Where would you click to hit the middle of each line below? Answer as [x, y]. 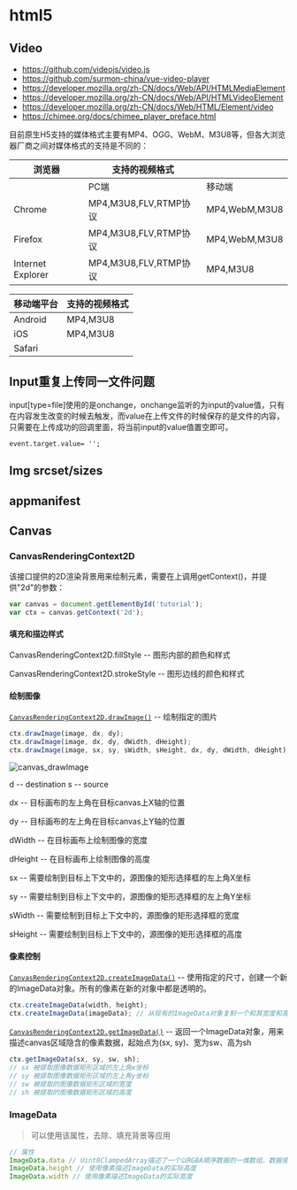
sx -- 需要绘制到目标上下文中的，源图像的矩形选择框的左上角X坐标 [130, 878]
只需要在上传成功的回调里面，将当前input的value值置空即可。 [121, 426]
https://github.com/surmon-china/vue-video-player [116, 79]
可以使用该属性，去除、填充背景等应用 [100, 1135]
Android [30, 319]
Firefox [28, 239]
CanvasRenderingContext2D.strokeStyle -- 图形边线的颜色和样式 [127, 674]
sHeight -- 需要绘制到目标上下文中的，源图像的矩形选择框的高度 [126, 934]
